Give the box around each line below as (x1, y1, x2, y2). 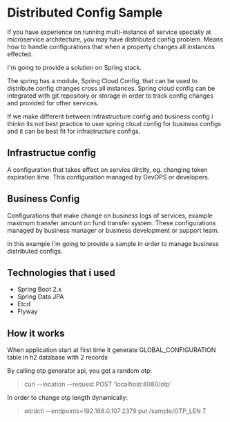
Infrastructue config (7, 147, 97, 159)
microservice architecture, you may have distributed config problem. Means (7, 35, 223, 43)
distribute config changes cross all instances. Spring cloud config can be (7, 84, 215, 92)
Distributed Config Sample (7, 5, 163, 21)
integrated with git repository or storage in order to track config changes (7, 91, 214, 100)
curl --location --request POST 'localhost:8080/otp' (23, 380, 172, 389)
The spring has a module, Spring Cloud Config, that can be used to (7, 76, 198, 85)
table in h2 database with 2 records (7, 353, 108, 362)
